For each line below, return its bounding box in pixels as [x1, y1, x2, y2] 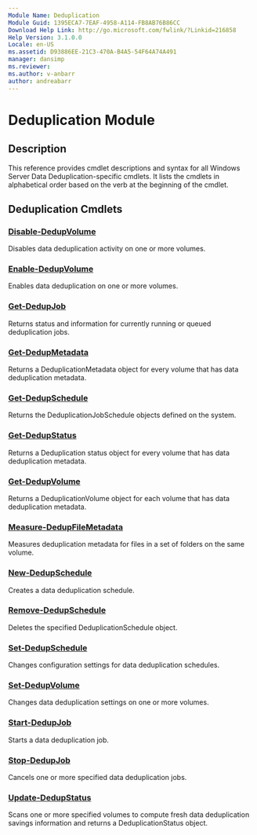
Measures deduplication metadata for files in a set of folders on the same [8, 540, 245, 549]
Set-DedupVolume [8, 680, 80, 691]
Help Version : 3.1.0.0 [8, 33, 82, 42]
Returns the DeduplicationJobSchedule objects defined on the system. [8, 410, 237, 420]
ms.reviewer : [8, 63, 51, 71]
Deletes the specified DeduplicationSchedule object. [8, 622, 178, 632]
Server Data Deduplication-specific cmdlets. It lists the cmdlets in [8, 171, 219, 181]
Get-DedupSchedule [8, 393, 89, 403]
